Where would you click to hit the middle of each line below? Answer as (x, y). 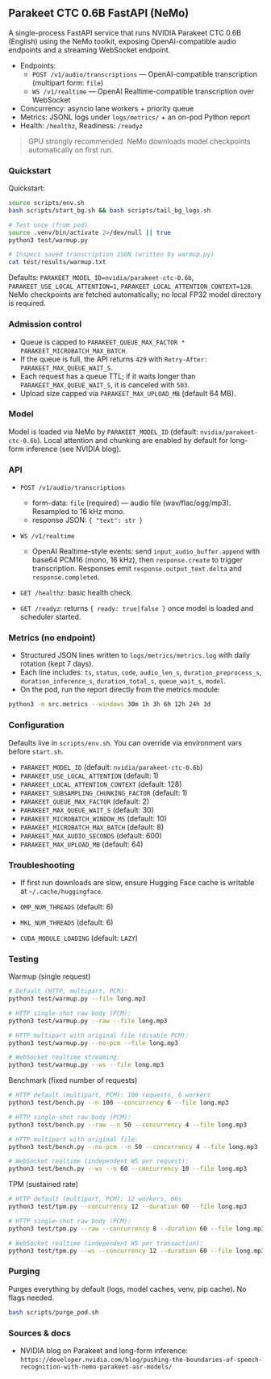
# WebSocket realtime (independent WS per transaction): (106, 1243)
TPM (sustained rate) (44, 1185)
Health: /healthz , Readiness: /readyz (81, 125)
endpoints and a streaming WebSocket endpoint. (90, 50)
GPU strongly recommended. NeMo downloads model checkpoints (140, 141)
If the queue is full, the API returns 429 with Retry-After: (114, 359)
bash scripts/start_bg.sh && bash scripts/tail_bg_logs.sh (110, 210)
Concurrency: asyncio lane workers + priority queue (107, 108)
